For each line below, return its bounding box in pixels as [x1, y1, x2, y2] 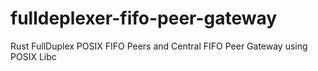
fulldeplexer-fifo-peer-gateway [10, 7, 278, 30]
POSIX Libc [10, 50, 57, 62]
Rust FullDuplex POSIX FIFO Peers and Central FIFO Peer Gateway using [10, 40, 308, 52]
